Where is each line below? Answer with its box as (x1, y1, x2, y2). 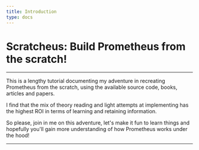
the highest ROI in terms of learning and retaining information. (6, 108, 157, 115)
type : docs (6, 14, 33, 20)
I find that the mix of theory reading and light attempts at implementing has (6, 101, 189, 108)
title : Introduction (6, 8, 57, 15)
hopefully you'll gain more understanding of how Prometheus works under (6, 126, 188, 133)
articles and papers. (6, 90, 55, 97)
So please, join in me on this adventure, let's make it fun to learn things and (6, 119, 190, 126)
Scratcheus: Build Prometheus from (6, 40, 186, 53)
